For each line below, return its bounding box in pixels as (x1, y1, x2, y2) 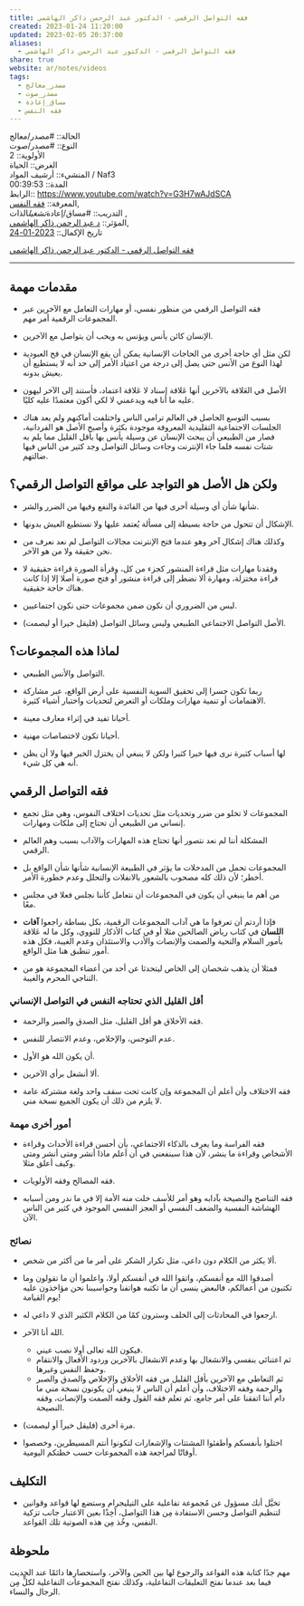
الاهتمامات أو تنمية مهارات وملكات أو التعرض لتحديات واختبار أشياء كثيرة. (22, 695, 267, 706)
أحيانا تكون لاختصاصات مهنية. (22, 730, 120, 741)
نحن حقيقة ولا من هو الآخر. (22, 545, 113, 556)
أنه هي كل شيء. (22, 757, 79, 768)
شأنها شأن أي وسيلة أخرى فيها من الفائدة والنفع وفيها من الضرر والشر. (22, 500, 260, 512)
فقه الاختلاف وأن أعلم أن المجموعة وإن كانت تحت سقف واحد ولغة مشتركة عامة (22, 1085, 291, 1096)
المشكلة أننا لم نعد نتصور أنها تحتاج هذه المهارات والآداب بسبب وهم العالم (22, 834, 269, 845)
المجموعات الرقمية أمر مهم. (22, 313, 118, 324)
